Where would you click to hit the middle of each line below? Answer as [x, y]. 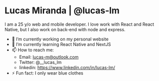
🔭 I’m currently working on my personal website [60, 39]
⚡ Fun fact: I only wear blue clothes [48, 73]
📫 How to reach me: [33, 50]
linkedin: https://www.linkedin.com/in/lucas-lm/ [67, 67]
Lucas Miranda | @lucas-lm [62, 11]
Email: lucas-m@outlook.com [49, 57]
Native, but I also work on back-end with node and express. [65, 29]
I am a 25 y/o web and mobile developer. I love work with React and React [79, 24]
